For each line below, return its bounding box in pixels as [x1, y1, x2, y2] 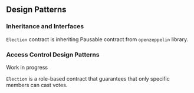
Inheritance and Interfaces [6, 22, 84, 31]
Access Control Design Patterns [6, 50, 100, 58]
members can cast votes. [6, 81, 68, 88]
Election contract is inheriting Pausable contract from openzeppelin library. [6, 35, 189, 43]
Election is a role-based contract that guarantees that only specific [6, 75, 170, 82]
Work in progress [6, 64, 48, 71]
